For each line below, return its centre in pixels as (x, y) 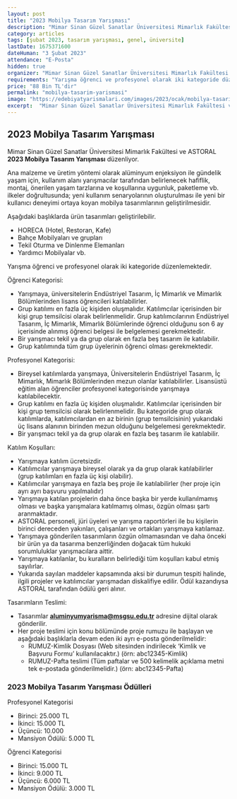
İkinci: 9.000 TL (40, 773)
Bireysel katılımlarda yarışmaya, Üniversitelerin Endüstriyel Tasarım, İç (119, 373)
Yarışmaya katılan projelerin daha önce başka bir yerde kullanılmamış (118, 498)
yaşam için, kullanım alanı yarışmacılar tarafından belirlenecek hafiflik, (109, 180)
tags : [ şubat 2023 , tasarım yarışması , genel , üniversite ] (96, 40)
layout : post (26, 14)
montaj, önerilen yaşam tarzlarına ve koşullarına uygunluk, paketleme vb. (113, 187)
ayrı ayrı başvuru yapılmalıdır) (61, 491)
